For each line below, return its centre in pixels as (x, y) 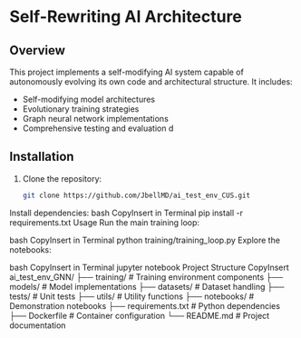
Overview (38, 50)
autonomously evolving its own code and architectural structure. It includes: (151, 82)
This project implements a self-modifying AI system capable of (127, 72)
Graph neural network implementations (96, 119)
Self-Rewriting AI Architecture (126, 17)
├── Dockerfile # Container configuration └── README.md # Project (140, 315)
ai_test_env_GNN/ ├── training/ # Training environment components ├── (146, 277)
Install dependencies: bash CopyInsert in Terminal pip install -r (126, 213)
